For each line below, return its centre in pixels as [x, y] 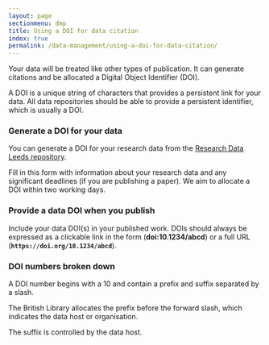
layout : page [30, 16]
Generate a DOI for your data [66, 131]
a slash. [21, 293]
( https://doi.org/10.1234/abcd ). [62, 245]
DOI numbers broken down [62, 266]
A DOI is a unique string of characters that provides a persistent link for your [135, 93]
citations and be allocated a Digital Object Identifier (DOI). [104, 77]
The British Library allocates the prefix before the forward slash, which [126, 308]
